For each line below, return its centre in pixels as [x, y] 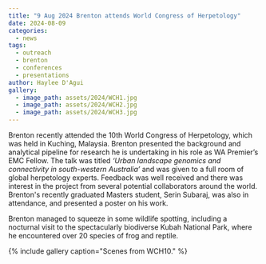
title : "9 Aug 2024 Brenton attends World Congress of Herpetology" [125, 16]
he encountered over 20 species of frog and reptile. [93, 236]
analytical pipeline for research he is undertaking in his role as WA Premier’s [133, 152]
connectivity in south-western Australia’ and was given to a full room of [126, 169]
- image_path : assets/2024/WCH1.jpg [76, 98]
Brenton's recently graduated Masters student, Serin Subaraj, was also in [129, 194]
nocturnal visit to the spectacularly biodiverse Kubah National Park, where [130, 227]
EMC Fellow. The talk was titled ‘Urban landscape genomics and [115, 160]
